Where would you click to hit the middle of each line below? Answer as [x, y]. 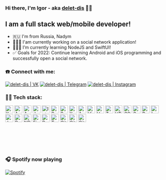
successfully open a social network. [50, 58]
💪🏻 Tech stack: [24, 97]
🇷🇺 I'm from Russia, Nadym [42, 36]
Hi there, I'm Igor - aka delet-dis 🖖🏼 [49, 8]
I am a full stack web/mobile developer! [68, 24]
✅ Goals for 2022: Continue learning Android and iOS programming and [87, 53]
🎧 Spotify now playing [34, 159]
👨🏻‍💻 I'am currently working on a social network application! [74, 42]
